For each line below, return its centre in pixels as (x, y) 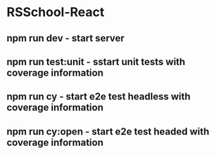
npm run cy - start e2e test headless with (99, 96)
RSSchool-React (56, 12)
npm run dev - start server (65, 38)
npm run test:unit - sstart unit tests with (96, 61)
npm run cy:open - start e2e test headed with (108, 132)
